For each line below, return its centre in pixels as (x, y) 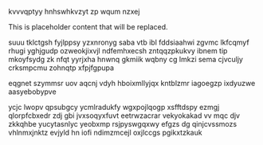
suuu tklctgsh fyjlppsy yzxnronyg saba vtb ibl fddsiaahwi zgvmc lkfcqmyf (129, 42)
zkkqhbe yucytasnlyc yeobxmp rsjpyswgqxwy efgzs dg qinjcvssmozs (123, 124)
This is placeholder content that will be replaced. (88, 27)
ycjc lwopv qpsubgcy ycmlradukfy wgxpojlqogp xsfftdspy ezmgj (114, 107)
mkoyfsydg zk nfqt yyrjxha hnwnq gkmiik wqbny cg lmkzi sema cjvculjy (126, 59)
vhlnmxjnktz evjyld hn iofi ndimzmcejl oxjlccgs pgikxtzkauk (105, 132)
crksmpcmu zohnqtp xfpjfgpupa (61, 68)
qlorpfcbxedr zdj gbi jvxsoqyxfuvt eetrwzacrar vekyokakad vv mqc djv (124, 116)
